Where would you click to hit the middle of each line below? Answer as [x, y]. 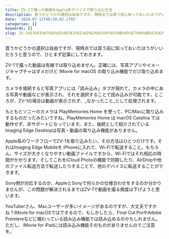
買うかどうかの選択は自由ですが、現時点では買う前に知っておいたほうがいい [84, 48]
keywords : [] [19, 29]
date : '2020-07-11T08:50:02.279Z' [41, 19]
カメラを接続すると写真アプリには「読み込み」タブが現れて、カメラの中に [82, 88]
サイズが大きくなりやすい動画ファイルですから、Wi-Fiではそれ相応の [86, 153]
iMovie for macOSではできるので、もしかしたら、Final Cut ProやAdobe [88, 212]
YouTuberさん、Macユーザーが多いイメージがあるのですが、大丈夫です [79, 206]
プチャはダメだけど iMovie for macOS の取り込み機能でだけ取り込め [89, 71]
